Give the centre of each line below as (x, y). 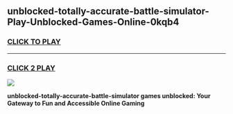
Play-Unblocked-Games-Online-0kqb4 (93, 22)
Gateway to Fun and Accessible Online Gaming (76, 103)
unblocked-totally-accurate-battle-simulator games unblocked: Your (109, 95)
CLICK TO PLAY (34, 42)
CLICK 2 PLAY (31, 68)
